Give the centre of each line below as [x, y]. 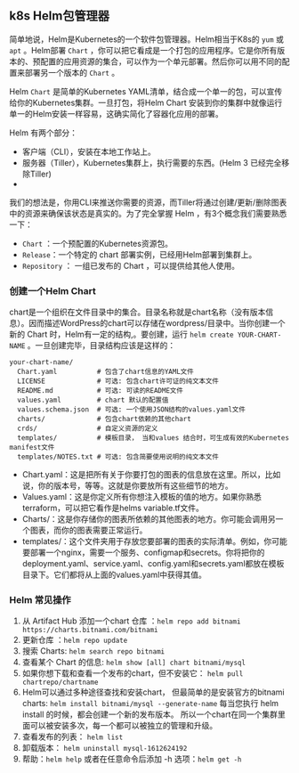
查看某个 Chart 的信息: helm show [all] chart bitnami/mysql [134, 663]
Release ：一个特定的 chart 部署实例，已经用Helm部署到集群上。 [139, 254]
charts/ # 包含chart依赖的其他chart [104, 419]
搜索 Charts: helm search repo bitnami [93, 651]
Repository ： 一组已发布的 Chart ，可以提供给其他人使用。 [131, 265]
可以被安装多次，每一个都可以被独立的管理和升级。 [124, 726]
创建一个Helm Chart [53, 290]
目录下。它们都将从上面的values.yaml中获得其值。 [114, 575]
